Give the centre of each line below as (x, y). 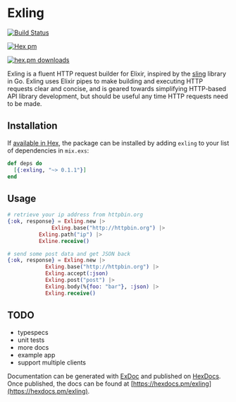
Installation (32, 126)
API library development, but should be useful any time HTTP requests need (118, 96)
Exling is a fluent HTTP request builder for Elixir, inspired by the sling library (117, 73)
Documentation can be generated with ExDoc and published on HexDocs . (114, 376)
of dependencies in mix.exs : (48, 150)
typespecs (33, 332)
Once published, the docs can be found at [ (70, 384)
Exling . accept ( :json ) (77, 273)
